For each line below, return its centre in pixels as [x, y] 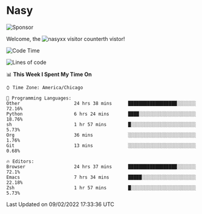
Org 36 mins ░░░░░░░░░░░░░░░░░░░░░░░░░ [101, 135]
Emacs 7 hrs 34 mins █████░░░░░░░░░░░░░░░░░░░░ [101, 177]
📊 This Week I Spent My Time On [49, 74]
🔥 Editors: [20, 161]
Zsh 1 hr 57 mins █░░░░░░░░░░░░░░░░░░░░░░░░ [101, 187]
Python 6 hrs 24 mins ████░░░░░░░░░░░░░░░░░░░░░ [101, 114]
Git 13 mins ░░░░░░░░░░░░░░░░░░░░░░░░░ [101, 145]
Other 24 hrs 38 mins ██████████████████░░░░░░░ [101, 103]
